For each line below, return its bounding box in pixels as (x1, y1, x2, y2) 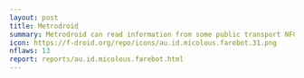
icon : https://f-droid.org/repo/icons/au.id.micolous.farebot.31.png (9, 38, 278, 48)
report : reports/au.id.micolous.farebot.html (9, 55, 184, 64)
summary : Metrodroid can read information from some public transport (9, 30, 281, 39)
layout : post (9, 13, 59, 22)
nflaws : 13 (9, 47, 51, 56)
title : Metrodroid (9, 22, 79, 30)
